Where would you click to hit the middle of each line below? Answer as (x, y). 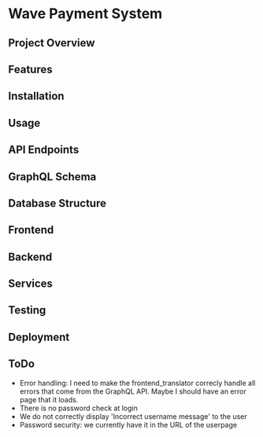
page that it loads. (49, 399)
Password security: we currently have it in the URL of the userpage (128, 424)
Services (31, 284)
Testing (27, 311)
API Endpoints (44, 150)
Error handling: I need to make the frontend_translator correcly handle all (137, 383)
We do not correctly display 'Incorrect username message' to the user (133, 416)
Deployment (39, 337)
